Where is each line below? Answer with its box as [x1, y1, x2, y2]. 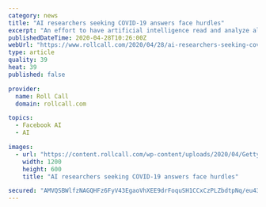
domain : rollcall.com [15, 100, 87, 108]
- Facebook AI [15, 121, 62, 129]
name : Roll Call [15, 92, 69, 100]
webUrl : [8, 41, 34, 49]
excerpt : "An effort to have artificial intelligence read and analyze [8, 26, 249, 34]
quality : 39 [8, 56, 47, 64]
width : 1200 [22, 158, 62, 166]
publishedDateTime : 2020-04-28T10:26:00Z [8, 33, 147, 42]
